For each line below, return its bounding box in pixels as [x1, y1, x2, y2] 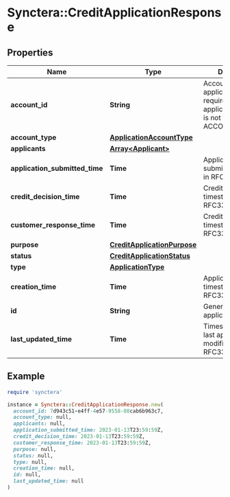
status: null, [13, 452, 53, 459]
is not [203, 113, 221, 122]
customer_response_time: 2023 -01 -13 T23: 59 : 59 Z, [13, 439, 152, 446]
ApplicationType [109, 262, 165, 272]
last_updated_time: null [13, 478, 84, 485]
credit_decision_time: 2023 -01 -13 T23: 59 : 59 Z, [13, 433, 146, 440]
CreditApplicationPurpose [109, 240, 197, 249]
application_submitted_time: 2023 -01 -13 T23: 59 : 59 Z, [13, 427, 164, 434]
